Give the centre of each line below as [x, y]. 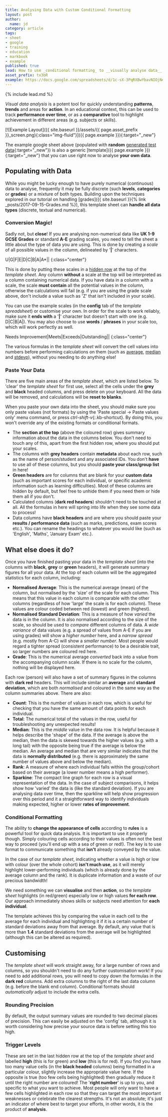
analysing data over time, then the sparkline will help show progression [85, 793]
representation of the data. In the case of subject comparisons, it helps [85, 783]
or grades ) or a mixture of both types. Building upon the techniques [75, 194]
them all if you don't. [33, 497]
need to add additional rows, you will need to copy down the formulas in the [83, 976]
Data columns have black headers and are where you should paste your [87, 518]
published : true [22, 66]
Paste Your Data [25, 370]
